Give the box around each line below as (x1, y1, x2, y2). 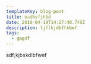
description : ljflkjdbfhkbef (6, 24, 77, 31)
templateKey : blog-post (6, 8, 65, 15)
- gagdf (11, 35, 31, 41)
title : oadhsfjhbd (6, 14, 51, 20)
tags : (6, 30, 19, 36)
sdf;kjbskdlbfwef (6, 52, 47, 58)
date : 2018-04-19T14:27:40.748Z (6, 19, 85, 25)
